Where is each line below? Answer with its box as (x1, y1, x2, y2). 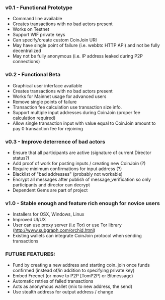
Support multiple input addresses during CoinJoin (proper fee (12, 109, 141, 115)
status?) (12, 155, 30, 161)
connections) (12, 59, 40, 65)
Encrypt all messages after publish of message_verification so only (12, 176, 151, 182)
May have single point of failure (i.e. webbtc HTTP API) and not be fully (12, 42, 160, 48)
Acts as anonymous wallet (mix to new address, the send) (12, 283, 133, 289)
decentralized (12, 47, 41, 54)
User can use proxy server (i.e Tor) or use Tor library (12, 222, 122, 228)
